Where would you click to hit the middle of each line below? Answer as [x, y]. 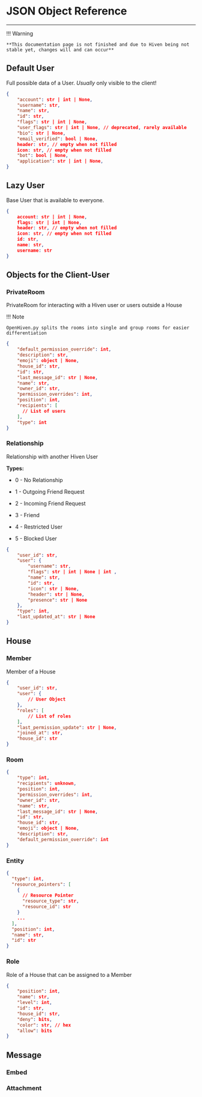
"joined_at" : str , [40, 733]
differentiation [26, 333]
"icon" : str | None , [54, 589]
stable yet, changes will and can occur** [60, 49]
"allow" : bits [35, 1031]
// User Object [47, 699]
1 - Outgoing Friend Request [50, 491]
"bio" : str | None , [41, 133]
